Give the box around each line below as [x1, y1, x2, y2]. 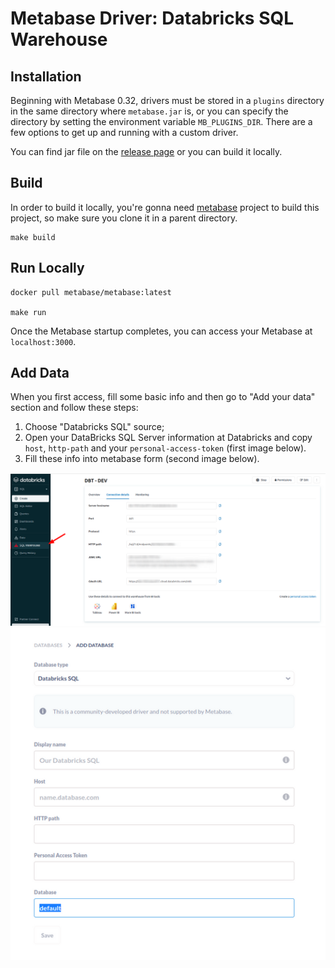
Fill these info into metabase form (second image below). [24, 453, 260, 465]
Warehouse [10, 28, 108, 51]
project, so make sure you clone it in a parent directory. [10, 212, 238, 224]
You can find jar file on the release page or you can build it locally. [10, 146, 283, 157]
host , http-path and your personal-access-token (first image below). [24, 442, 307, 454]
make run [10, 307, 47, 317]
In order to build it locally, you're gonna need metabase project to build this [10, 201, 320, 213]
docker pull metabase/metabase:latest [10, 287, 172, 297]
